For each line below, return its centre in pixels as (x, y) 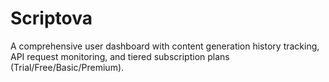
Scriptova (51, 18)
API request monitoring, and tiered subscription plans (120, 56)
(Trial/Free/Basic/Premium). (67, 67)
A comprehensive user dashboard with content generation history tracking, (165, 46)
